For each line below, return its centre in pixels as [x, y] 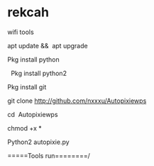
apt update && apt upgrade [48, 45]
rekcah [28, 12]
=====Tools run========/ [49, 155]
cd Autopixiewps [33, 114]
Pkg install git [27, 87]
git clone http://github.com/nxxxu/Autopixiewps [77, 101]
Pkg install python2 [39, 73]
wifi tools [21, 32]
